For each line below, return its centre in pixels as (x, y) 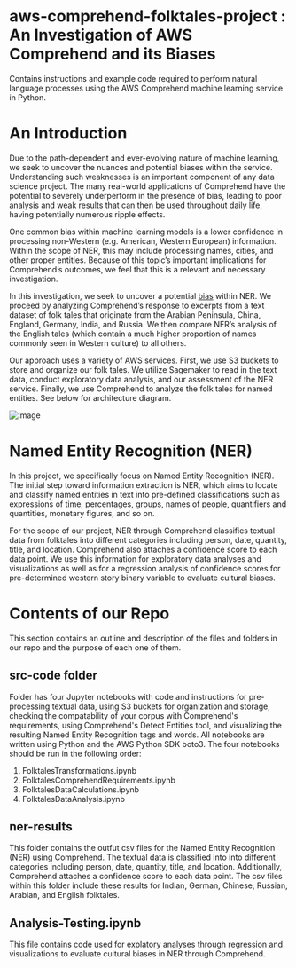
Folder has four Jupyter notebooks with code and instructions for (128, 696)
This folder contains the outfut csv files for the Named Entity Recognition (142, 848)
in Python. (28, 97)
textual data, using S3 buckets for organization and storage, (161, 706)
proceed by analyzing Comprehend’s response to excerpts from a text (137, 305)
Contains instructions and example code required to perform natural (133, 78)
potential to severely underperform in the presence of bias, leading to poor (145, 195)
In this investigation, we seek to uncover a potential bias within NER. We (140, 295)
